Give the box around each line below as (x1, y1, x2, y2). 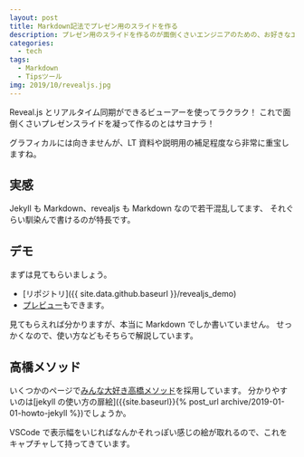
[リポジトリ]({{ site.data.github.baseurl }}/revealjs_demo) (22, 289, 237, 300)
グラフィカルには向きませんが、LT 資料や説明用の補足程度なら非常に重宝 (9, 137, 282, 148)
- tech (17, 47, 43, 56)
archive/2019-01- (220, 396, 285, 407)
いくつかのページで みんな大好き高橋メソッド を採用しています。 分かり (9, 386, 272, 396)
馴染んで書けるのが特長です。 (24, 214, 136, 225)
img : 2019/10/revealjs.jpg (9, 81, 111, 90)
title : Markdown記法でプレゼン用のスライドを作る (9, 22, 178, 31)
